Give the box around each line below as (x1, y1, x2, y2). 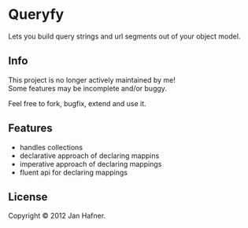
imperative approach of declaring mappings (19, 159, 162, 168)
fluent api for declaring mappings (19, 167, 128, 177)
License (8, 190, 48, 204)
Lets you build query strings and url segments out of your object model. (8, 31, 241, 41)
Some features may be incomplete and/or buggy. (8, 83, 168, 93)
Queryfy (8, 6, 65, 24)
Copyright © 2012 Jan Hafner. (8, 211, 106, 221)
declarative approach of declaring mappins (19, 151, 160, 160)
